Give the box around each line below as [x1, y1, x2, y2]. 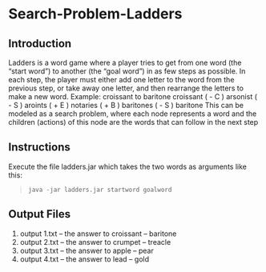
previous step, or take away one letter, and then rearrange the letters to [8, 83, 244, 93]
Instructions [8, 141, 71, 154]
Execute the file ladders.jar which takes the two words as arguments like [8, 162, 247, 171]
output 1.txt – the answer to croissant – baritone [19, 229, 177, 238]
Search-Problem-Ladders [8, 5, 183, 23]
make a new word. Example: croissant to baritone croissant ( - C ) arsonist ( [8, 92, 258, 101]
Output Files [8, 207, 71, 221]
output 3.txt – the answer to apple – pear [19, 246, 155, 255]
